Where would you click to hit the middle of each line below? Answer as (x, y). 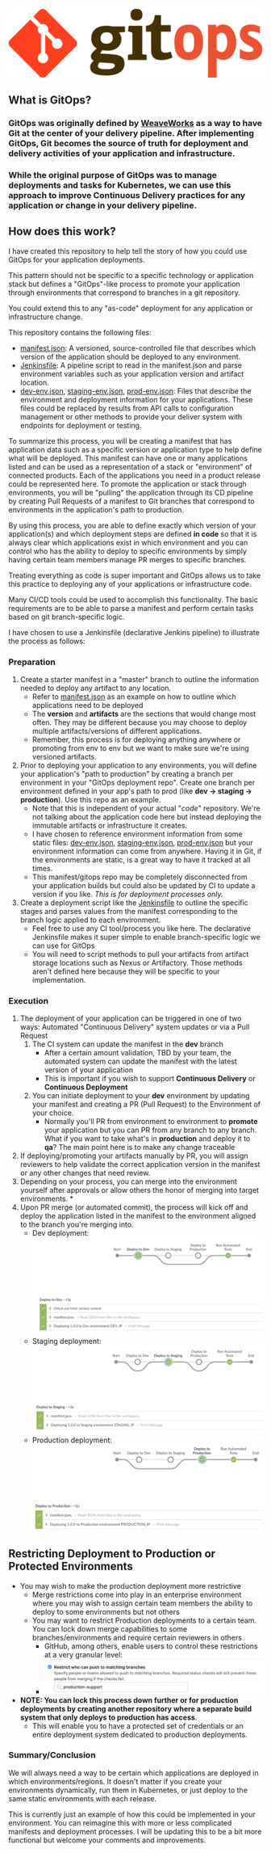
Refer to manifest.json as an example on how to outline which (134, 697)
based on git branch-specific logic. (67, 617)
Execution (29, 1001)
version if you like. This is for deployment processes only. (127, 895)
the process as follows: (47, 641)
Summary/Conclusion (52, 1755)
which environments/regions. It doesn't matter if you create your (115, 1781)
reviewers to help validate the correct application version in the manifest (140, 1164)
